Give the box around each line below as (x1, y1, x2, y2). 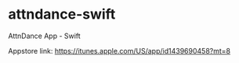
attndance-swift (8, 5, 116, 23)
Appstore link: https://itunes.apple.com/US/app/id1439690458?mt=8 (8, 46, 231, 55)
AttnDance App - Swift (8, 31, 81, 40)
